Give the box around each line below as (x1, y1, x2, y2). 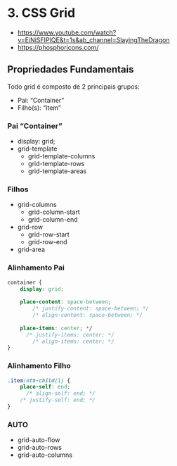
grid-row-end (27, 238, 68, 246)
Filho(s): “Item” (17, 103, 61, 112)
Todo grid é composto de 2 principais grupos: (7, 82, 140, 91)
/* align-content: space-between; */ (32, 312, 143, 319)
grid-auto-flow (17, 436, 60, 444)
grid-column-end (27, 215, 79, 224)
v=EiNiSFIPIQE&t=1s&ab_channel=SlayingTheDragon (17, 35, 170, 44)
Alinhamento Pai (7, 263, 65, 272)
